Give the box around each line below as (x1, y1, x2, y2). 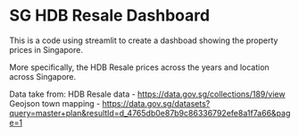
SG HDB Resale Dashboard (9, 5, 211, 26)
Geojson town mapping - (9, 98, 101, 108)
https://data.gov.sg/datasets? (102, 98, 211, 108)
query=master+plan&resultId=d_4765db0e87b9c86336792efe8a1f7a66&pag (9, 107, 291, 118)
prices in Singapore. (9, 44, 83, 55)
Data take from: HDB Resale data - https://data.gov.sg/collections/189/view (9, 89, 286, 99)
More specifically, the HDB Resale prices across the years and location (9, 62, 270, 72)
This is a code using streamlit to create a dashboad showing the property (9, 35, 278, 46)
